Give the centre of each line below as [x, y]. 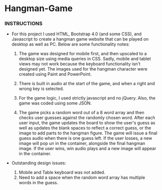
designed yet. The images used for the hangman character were [83, 69]
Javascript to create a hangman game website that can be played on [80, 39]
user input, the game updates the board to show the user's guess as [87, 123]
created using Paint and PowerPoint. [55, 74]
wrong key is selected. [41, 89]
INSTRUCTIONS [24, 24]
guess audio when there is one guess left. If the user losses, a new [85, 138]
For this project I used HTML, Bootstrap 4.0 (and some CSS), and [76, 34]
